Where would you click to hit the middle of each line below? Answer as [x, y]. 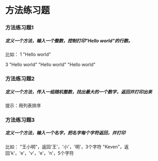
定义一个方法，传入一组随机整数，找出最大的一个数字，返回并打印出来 [79, 91]
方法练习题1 [20, 27]
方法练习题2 [20, 78]
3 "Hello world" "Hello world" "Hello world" [50, 65]
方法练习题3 [20, 120]
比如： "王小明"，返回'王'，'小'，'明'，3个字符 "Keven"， [65, 147]
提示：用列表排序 [23, 105]
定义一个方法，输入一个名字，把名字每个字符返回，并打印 [65, 133]
